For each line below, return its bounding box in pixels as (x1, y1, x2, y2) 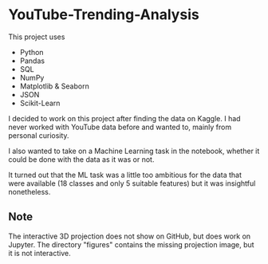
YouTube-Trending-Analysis (8, 6, 199, 24)
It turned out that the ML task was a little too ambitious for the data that (8, 170, 242, 179)
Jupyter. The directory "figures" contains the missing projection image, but (8, 239, 254, 249)
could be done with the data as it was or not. (8, 154, 155, 164)
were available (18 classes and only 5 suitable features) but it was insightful (8, 178, 256, 188)
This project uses (8, 32, 65, 41)
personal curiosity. (8, 130, 69, 140)
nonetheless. (8, 187, 51, 196)
